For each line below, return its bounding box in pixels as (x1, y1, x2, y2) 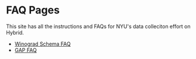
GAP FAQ (14, 46, 37, 53)
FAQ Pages (6, 4, 60, 17)
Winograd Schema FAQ (14, 40, 71, 47)
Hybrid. (6, 29, 25, 36)
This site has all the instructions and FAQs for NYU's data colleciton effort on (6, 23, 191, 30)
